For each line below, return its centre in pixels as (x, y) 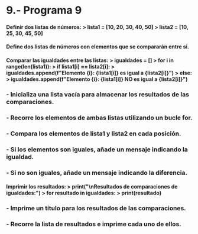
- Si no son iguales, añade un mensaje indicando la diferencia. (97, 173)
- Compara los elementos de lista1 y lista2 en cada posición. (94, 134)
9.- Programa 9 (44, 10)
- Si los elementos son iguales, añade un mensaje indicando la (97, 149)
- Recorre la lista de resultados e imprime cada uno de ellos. (94, 224)
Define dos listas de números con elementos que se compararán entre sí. (98, 47)
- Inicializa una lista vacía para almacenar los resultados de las (98, 94)
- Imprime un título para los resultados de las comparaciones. (96, 209)
